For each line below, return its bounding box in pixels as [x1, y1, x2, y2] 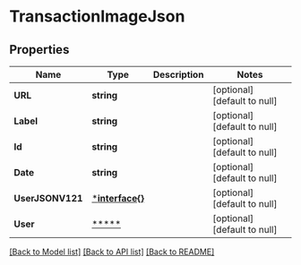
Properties [9, 42, 70, 57]
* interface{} [91, 192, 145, 204]
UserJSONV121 [13, 192, 83, 204]
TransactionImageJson [9, 6, 185, 27]
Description [152, 69, 204, 81]
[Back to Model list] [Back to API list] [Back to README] [9, 246, 215, 257]
